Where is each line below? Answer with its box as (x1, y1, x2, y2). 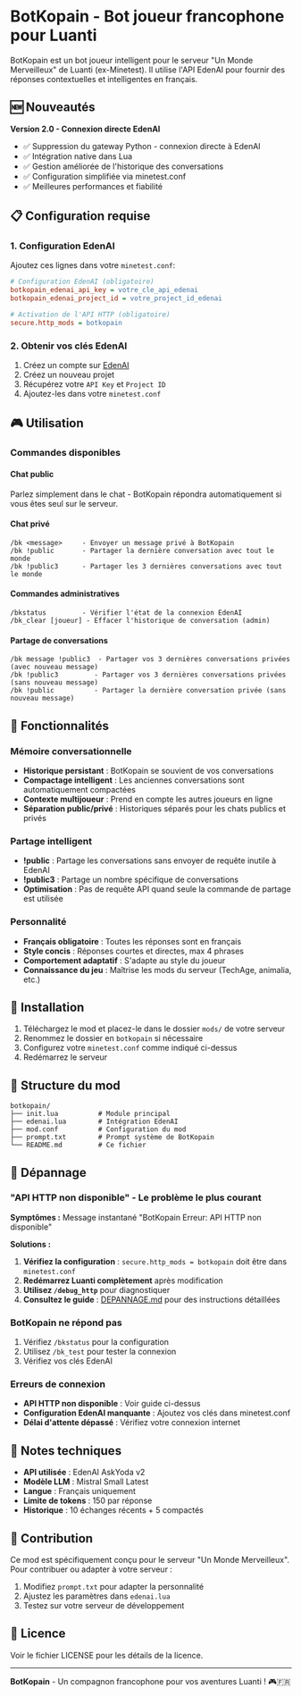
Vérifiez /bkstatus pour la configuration (22, 1337, 169, 1348)
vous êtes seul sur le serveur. (10, 498, 119, 508)
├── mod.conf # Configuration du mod (10, 1125, 187, 1134)
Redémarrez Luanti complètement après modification (22, 1275, 224, 1286)
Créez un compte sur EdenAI (22, 360, 130, 371)
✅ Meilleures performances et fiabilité (22, 181, 163, 191)
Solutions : (10, 1238, 52, 1249)
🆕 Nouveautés (10, 100, 96, 115)
